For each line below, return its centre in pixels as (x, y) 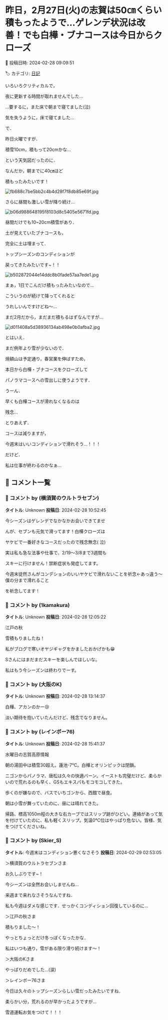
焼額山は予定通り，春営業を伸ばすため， (47, 358)
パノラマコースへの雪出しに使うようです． (49, 380)
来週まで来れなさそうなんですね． (40, 895)
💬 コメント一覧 (28, 482)
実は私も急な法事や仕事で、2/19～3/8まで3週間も (56, 552)
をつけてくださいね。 (27, 826)
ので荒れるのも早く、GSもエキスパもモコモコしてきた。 (67, 782)
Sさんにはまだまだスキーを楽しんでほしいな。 (52, 659)
